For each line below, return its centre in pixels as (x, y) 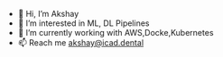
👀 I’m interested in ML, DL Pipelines (84, 23)
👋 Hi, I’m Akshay (48, 14)
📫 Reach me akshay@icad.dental (81, 43)
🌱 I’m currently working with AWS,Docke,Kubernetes (116, 33)
